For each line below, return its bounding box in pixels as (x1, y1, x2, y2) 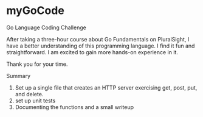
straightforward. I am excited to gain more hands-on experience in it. (6, 48, 178, 55)
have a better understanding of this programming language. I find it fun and (6, 42, 195, 49)
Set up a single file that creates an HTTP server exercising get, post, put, (15, 83, 198, 91)
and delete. (15, 90, 44, 97)
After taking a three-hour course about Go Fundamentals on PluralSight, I (6, 35, 190, 43)
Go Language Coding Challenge (6, 24, 86, 31)
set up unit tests (15, 97, 56, 104)
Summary (6, 72, 31, 79)
